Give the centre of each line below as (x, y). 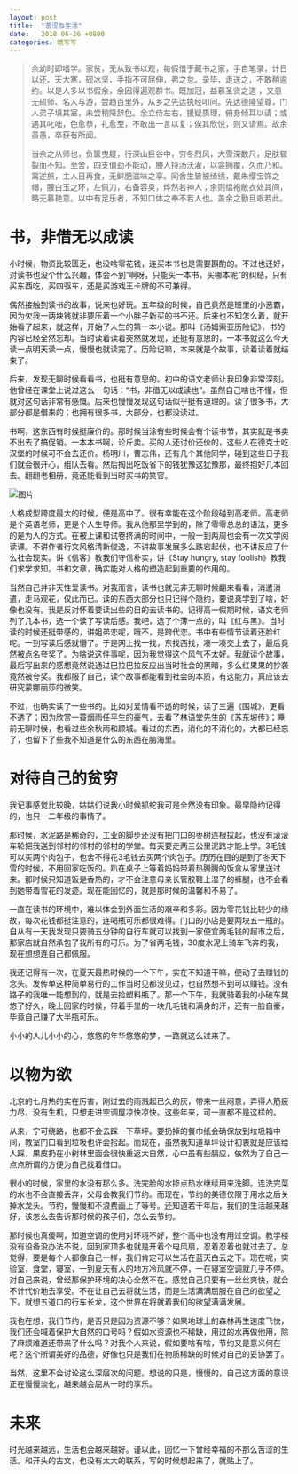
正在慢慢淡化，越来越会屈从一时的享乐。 (83, 1384)
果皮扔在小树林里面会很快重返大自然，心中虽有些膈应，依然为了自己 (157, 1154)
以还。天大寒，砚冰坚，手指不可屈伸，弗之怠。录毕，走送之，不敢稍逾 (159, 80)
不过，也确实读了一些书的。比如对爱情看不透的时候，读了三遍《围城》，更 (143, 706)
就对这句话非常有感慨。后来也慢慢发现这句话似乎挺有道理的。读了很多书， (145, 401)
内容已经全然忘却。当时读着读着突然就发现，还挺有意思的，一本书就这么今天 (149, 338)
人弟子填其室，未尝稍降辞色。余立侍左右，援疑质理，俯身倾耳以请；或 (159, 113)
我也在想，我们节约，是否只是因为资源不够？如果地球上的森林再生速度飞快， (149, 1321)
